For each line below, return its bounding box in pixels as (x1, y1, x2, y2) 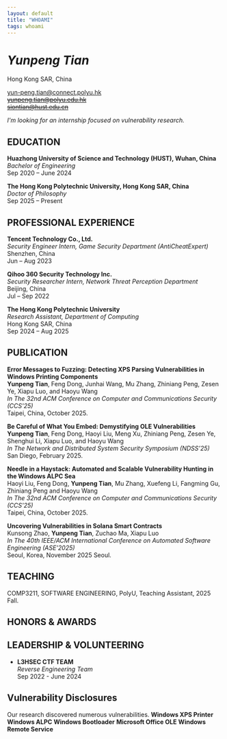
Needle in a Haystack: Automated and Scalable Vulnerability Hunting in (7, 465, 214, 473)
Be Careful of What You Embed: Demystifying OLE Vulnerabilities (7, 422, 196, 430)
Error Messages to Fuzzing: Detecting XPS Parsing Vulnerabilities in (7, 365, 205, 373)
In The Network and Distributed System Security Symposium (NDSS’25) (7, 444, 210, 452)
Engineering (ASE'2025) (7, 543, 75, 552)
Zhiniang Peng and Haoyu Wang (7, 486, 98, 495)
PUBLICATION (7, 347, 68, 359)
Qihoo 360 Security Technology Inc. (7, 270, 113, 278)
